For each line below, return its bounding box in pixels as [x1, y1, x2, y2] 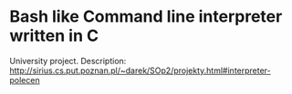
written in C [9, 25, 99, 46]
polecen [9, 74, 40, 85]
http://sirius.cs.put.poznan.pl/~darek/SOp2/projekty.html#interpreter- [9, 65, 271, 76]
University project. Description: [9, 55, 127, 66]
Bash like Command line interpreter [9, 6, 283, 27]
